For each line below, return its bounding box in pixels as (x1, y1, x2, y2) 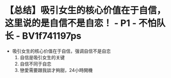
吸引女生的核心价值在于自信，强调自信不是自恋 (12, 48, 111, 54)
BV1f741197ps (22, 30, 82, 42)
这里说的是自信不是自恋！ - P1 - (5, 17, 137, 29)
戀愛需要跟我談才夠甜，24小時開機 (19, 67, 93, 73)
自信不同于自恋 (19, 61, 52, 67)
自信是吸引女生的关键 (19, 54, 65, 60)
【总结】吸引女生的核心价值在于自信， (5, 5, 166, 16)
